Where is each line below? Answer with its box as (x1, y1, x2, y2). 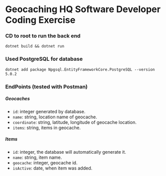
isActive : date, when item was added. (12, 165, 93, 171)
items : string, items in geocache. (12, 124, 81, 130)
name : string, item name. (12, 154, 62, 160)
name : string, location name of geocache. (12, 114, 97, 120)
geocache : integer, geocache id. (12, 159, 77, 165)
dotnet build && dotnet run (5, 44, 65, 49)
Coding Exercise (5, 14, 76, 26)
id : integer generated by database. (12, 108, 86, 114)
